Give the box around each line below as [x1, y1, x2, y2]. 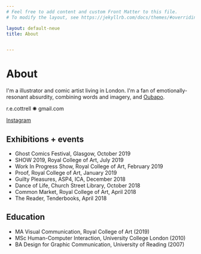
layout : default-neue [6, 25, 60, 31]
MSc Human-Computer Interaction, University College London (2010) [14, 234, 186, 241]
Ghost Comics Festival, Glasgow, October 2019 [14, 150, 131, 157]
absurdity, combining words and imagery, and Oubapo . [29, 94, 165, 101]
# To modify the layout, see [6, 14, 79, 20]
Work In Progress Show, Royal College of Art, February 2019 [14, 163, 163, 170]
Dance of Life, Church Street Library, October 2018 [14, 182, 141, 189]
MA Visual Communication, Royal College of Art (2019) [14, 228, 150, 235]
